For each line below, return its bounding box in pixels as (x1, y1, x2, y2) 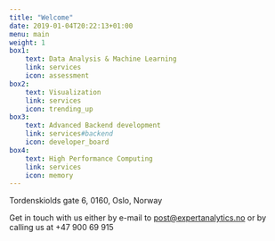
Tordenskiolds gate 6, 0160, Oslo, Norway (9, 195, 163, 206)
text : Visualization (25, 87, 101, 96)
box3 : (9, 112, 29, 121)
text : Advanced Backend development (25, 121, 162, 130)
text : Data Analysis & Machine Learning (25, 54, 177, 63)
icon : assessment (25, 71, 90, 80)
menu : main (9, 29, 50, 38)
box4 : (9, 145, 29, 154)
